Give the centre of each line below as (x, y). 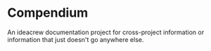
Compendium (48, 13)
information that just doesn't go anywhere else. (76, 39)
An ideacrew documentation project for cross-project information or (106, 32)
